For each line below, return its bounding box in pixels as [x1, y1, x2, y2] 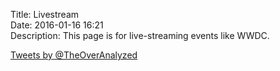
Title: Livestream [10, 9, 80, 20]
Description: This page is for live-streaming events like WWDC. [10, 30, 270, 41]
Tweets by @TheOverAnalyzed [10, 49, 138, 61]
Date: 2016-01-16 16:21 [10, 19, 104, 31]
